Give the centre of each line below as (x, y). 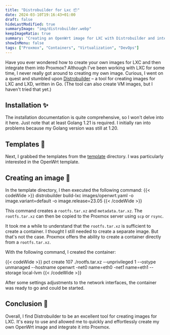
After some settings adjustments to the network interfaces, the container (81, 283)
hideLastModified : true (30, 24)
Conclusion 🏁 (27, 304)
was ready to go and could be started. (45, 288)
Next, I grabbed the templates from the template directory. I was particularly (84, 157)
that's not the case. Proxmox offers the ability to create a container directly (83, 237)
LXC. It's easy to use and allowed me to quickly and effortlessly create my (82, 321)
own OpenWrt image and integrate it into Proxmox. (58, 327)
